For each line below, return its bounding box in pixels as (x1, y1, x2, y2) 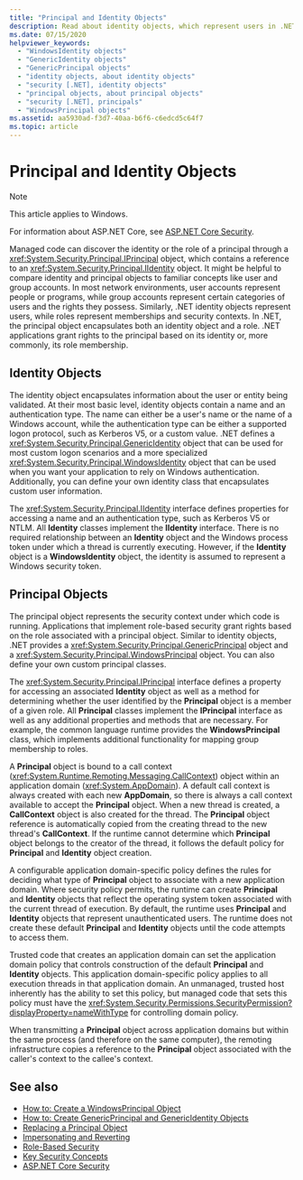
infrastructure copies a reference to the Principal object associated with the (9, 1044, 291, 1055)
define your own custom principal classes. (9, 658, 167, 669)
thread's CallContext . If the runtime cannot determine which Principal (9, 828, 271, 839)
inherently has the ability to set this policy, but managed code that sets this (9, 988, 288, 999)
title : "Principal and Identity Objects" (9, 13, 168, 23)
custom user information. (9, 485, 103, 497)
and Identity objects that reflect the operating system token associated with (9, 893, 292, 904)
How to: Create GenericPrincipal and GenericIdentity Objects (22, 1112, 250, 1124)
